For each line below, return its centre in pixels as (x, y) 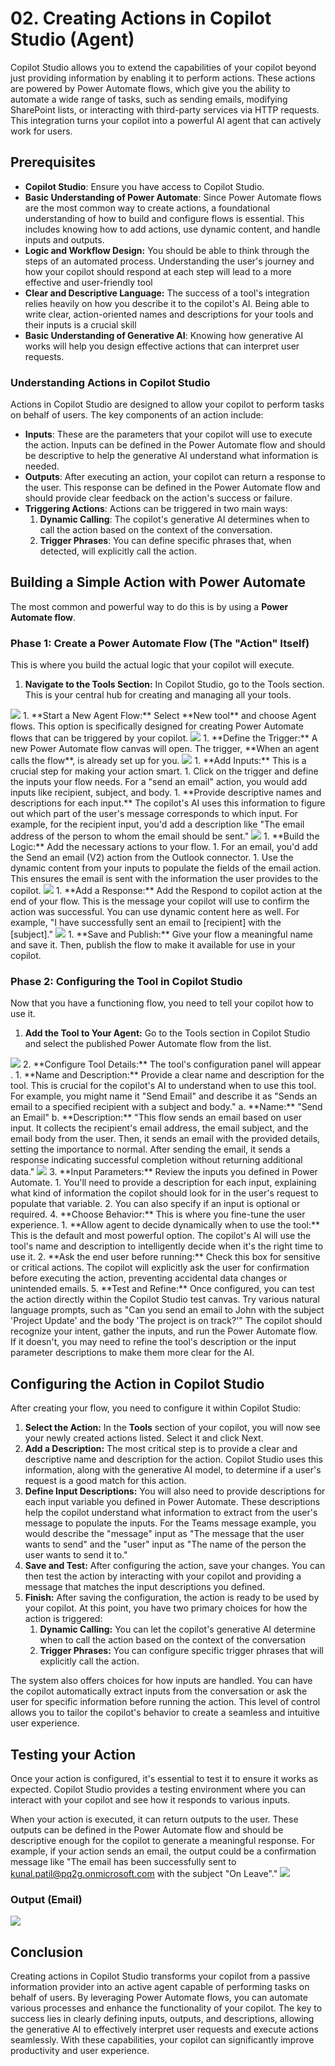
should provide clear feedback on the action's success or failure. (158, 498)
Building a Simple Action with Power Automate (158, 582)
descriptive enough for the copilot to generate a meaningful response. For (162, 1841)
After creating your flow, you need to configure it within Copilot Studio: (156, 1408)
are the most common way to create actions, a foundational (147, 208)
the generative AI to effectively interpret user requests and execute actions (164, 2029)
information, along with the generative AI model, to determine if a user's (173, 1470)
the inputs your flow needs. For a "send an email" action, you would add (159, 782)
